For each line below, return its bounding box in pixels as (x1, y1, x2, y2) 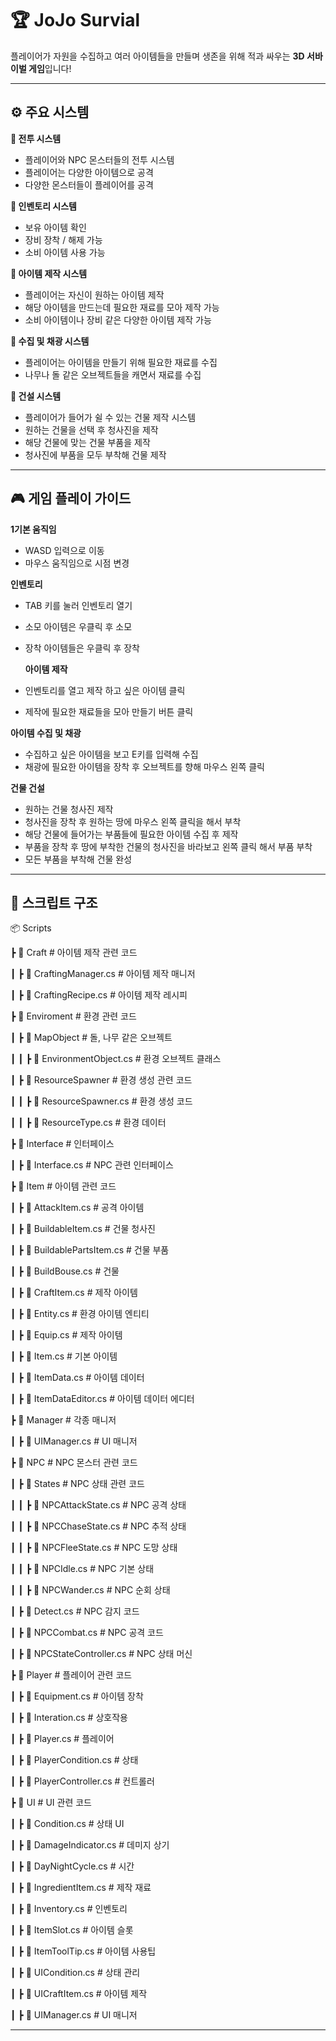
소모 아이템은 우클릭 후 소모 (24, 620, 133, 632)
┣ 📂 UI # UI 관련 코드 (10, 1797, 92, 1809)
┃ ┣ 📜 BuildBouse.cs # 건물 (10, 1265, 120, 1277)
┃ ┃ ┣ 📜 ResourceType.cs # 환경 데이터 (10, 1117, 167, 1129)
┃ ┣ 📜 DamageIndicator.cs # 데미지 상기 (10, 1839, 170, 1851)
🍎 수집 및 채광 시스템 (10, 335, 90, 347)
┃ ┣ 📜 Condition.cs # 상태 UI (10, 1818, 125, 1830)
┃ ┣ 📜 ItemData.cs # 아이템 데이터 (10, 1372, 145, 1384)
